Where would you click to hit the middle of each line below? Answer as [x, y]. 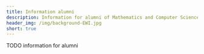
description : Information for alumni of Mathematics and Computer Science [103, 17]
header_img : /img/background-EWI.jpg [54, 23]
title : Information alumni [40, 12]
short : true [21, 28]
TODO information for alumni [42, 46]
